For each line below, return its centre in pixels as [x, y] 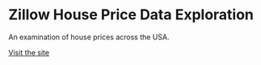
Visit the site [29, 52]
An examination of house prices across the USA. [89, 37]
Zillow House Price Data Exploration [131, 15]
